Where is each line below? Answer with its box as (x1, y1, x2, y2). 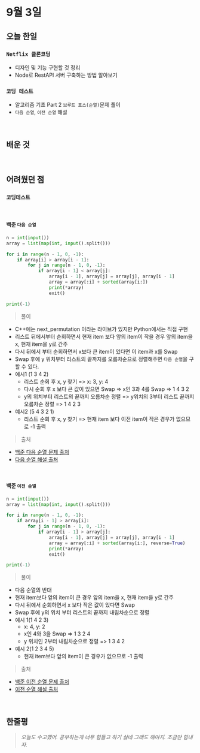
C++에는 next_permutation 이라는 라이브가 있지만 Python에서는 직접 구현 (14, 325, 188, 333)
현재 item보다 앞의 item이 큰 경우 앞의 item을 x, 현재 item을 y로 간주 (14, 594, 174, 601)
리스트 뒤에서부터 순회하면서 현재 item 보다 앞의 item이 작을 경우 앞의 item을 (14, 333, 193, 340)
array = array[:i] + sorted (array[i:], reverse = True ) (48, 540, 186, 546)
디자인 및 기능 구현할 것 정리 (14, 64, 81, 71)
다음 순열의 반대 (14, 586, 52, 594)
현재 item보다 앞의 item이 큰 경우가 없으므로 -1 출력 (23, 653, 143, 660)
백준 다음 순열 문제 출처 (14, 448, 70, 456)
